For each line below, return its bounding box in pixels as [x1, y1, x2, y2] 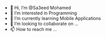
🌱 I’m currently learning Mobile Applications [10, 15, 101, 21]
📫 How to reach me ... [10, 26, 57, 32]
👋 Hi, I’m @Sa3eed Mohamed [10, 5, 72, 10]
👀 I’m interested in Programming [10, 10, 77, 16]
